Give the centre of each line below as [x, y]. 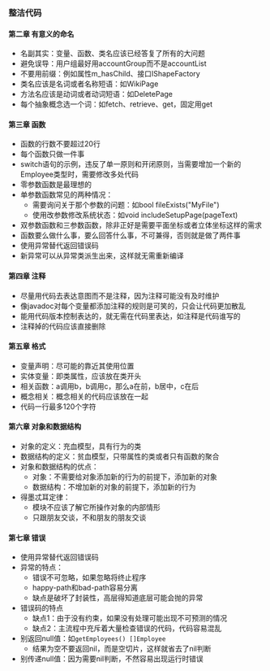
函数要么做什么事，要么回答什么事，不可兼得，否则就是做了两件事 [130, 235]
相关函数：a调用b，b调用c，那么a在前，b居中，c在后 [109, 386]
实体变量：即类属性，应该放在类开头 [81, 376]
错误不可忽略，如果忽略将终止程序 [89, 577]
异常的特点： [41, 568]
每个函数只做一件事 [52, 154]
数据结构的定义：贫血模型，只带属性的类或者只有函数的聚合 [120, 456]
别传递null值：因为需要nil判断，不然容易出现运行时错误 [112, 659]
